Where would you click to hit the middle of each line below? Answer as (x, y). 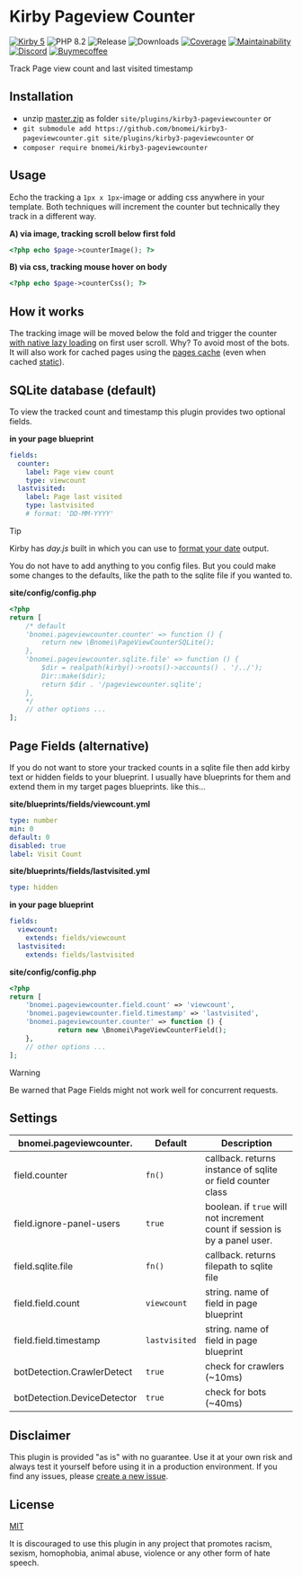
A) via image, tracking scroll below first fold (93, 233)
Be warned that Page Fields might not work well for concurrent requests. (144, 1090)
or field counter (238, 1181)
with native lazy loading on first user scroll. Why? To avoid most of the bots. (150, 343)
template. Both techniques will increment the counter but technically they (145, 206)
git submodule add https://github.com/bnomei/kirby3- (125, 129)
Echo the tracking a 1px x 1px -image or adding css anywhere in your (137, 197)
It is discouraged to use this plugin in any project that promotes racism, (141, 1543)
